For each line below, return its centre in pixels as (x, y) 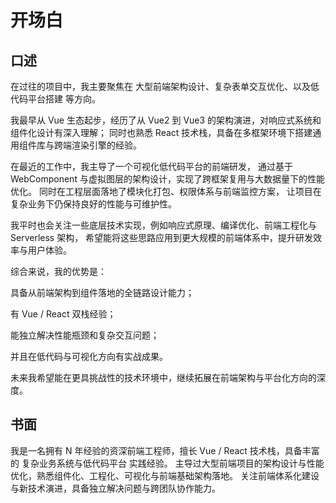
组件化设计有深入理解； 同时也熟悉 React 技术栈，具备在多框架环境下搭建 (161, 132)
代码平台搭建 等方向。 (55, 99)
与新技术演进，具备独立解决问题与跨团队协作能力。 (115, 488)
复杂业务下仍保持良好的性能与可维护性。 (93, 204)
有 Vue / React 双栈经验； (63, 314)
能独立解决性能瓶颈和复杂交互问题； (85, 335)
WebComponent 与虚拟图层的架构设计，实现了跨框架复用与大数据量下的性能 (167, 179)
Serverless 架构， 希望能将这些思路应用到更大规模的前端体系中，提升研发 (162, 237)
